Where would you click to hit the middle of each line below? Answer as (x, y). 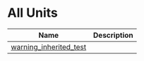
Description (113, 35)
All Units (32, 13)
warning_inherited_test (49, 47)
